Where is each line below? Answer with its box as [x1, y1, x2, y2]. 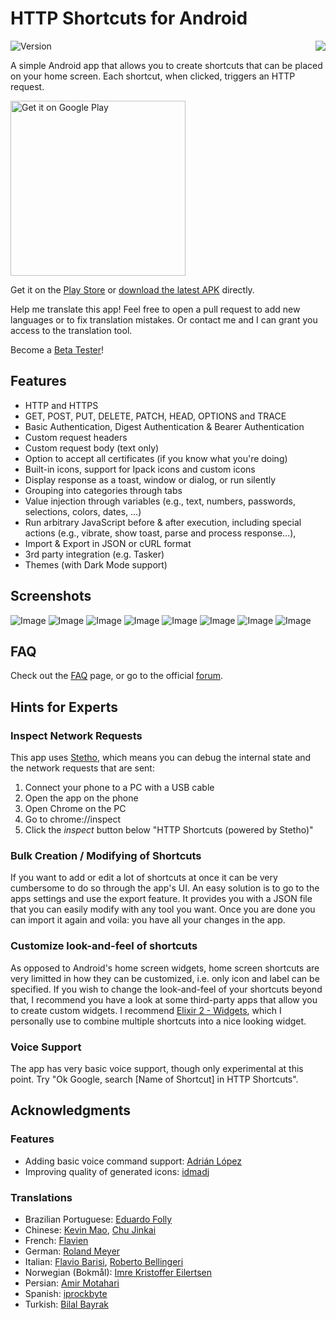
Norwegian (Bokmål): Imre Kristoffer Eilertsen [24, 1266, 212, 1278]
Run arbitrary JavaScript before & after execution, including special [24, 516, 302, 528]
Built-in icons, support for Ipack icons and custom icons [24, 463, 256, 475]
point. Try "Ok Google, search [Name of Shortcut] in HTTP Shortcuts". [10, 1073, 299, 1085]
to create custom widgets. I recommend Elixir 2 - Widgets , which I [10, 1004, 282, 1016]
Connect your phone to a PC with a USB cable [24, 782, 215, 794]
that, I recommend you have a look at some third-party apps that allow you [10, 993, 318, 1006]
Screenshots [10, 588, 92, 605]
